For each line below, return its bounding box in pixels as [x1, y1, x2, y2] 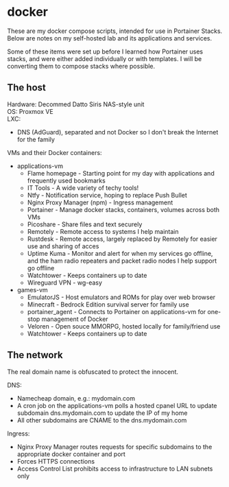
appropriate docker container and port [16, 450, 125, 458]
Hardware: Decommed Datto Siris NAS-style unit [7, 100, 145, 108]
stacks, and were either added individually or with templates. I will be [7, 54, 202, 62]
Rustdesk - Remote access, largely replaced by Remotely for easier [27, 235, 218, 243]
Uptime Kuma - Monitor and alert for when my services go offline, [27, 249, 213, 257]
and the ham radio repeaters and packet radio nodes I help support [27, 257, 217, 265]
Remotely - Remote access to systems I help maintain [27, 227, 179, 235]
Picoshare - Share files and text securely [27, 220, 143, 228]
